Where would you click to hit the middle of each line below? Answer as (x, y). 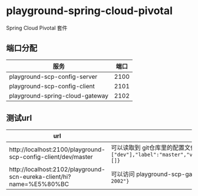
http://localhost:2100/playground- (57, 150)
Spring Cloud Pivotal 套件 (37, 28)
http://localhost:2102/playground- (57, 169)
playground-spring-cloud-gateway (59, 95)
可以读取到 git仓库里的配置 (148, 147)
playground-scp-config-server (53, 77)
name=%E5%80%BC (39, 184)
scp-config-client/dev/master (51, 157)
